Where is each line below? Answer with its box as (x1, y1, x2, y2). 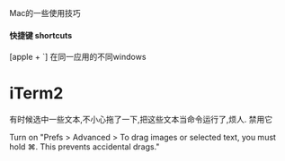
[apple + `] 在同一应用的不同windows (9, 52, 147, 63)
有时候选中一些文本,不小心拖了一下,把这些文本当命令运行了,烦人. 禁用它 (9, 114, 273, 125)
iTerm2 (9, 83, 64, 104)
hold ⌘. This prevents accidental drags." (9, 141, 160, 152)
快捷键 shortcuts (9, 30, 73, 40)
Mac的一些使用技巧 (9, 8, 81, 18)
